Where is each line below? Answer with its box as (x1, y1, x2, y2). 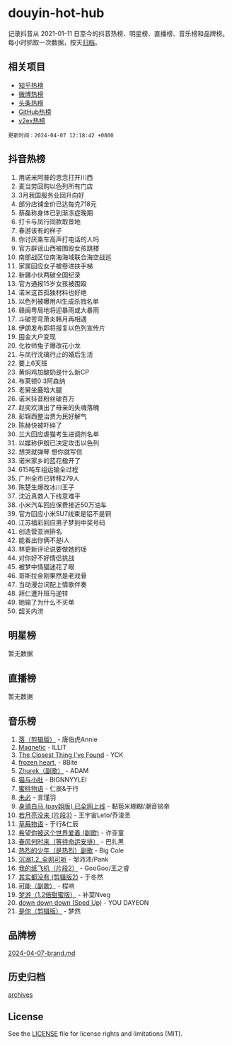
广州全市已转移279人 (18, 474, 80, 482)
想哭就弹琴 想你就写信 (18, 447, 83, 456)
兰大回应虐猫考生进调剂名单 (18, 430, 100, 438)
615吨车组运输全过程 (18, 465, 79, 474)
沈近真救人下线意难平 (18, 491, 81, 500)
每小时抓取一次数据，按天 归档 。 (8, 38, 101, 47)
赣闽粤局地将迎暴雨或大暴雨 (18, 306, 100, 314)
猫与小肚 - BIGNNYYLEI (18, 775, 87, 784)
